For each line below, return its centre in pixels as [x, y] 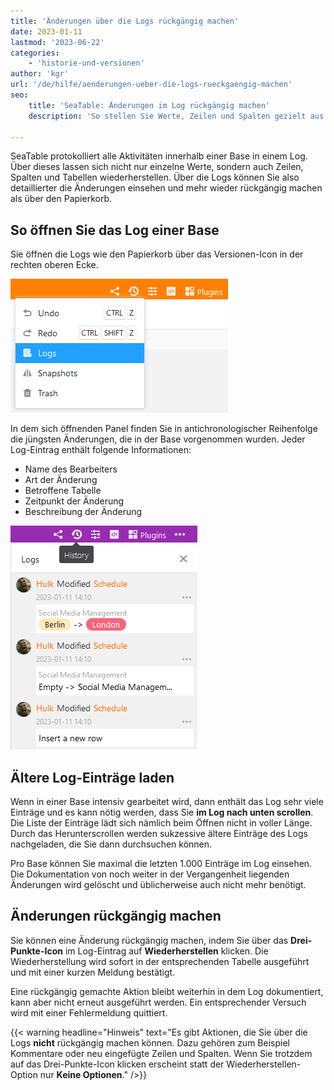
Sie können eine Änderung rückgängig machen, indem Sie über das [149, 940]
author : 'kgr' [40, 74]
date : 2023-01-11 [46, 31]
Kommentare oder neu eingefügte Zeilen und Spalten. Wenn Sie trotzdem [161, 1053]
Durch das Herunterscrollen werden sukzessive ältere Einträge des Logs [159, 833]
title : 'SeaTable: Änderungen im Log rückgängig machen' [149, 105]
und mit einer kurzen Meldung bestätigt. [93, 972]
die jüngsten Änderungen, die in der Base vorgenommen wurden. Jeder [158, 439]
